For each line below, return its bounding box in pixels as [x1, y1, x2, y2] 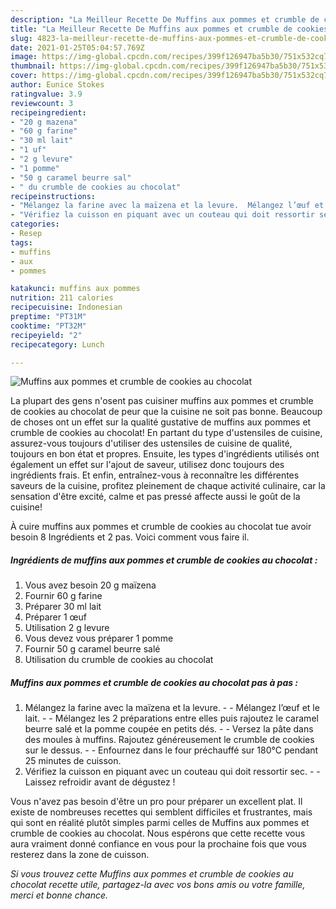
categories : [10, 219, 60, 230]
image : [10, 52, 38, 62]
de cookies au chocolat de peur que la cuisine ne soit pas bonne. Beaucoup [10, 406, 323, 418]
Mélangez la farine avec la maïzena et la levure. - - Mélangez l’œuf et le [24, 702, 320, 714]
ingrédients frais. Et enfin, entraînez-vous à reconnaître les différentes [10, 469, 300, 481]
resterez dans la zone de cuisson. [10, 849, 150, 861]
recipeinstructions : [10, 191, 97, 201]
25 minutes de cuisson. [24, 755, 122, 767]
